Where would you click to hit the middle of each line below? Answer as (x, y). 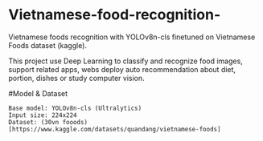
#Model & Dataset (38, 93)
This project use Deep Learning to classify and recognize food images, (125, 61)
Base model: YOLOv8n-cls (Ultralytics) (75, 108)
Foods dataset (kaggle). (47, 45)
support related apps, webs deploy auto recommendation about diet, (122, 69)
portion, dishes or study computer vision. (76, 78)
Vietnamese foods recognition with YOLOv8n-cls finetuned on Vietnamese (132, 37)
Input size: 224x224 (43, 115)
